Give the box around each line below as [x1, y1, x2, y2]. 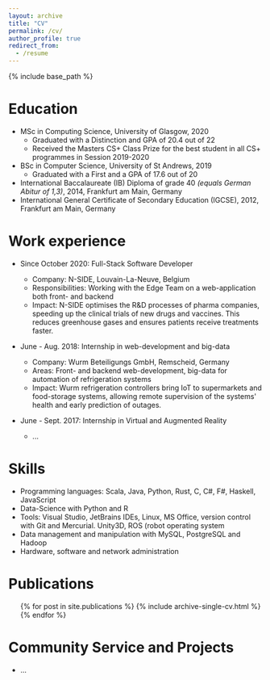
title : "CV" [8, 19, 48, 27]
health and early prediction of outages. [31, 400, 162, 409]
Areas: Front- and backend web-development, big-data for [31, 365, 228, 376]
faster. [31, 325, 54, 335]
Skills [8, 460, 46, 478]
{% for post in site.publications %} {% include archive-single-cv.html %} [19, 601, 261, 611]
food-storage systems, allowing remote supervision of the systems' [31, 391, 257, 401]
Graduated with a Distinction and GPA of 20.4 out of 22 [31, 135, 216, 145]
